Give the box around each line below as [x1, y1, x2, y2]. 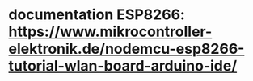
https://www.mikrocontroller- [8, 22, 213, 41]
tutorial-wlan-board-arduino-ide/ [8, 57, 238, 75]
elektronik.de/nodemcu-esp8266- [8, 40, 245, 58]
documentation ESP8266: [8, 6, 186, 24]
